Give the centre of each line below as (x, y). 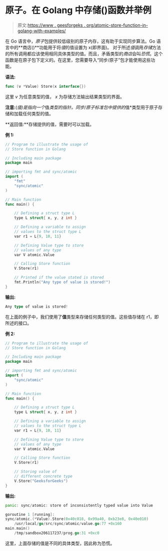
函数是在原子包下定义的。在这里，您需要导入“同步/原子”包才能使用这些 (78, 60)
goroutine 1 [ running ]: (30, 514)
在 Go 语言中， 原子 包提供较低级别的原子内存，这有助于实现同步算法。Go (80, 41)
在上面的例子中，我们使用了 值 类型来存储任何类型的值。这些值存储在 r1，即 (82, 317)
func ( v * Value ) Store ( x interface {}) (45, 86)
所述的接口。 (18, 323)
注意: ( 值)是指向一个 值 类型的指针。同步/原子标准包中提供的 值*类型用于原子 (82, 107)
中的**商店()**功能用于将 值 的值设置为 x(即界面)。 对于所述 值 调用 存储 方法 (85, 47)
